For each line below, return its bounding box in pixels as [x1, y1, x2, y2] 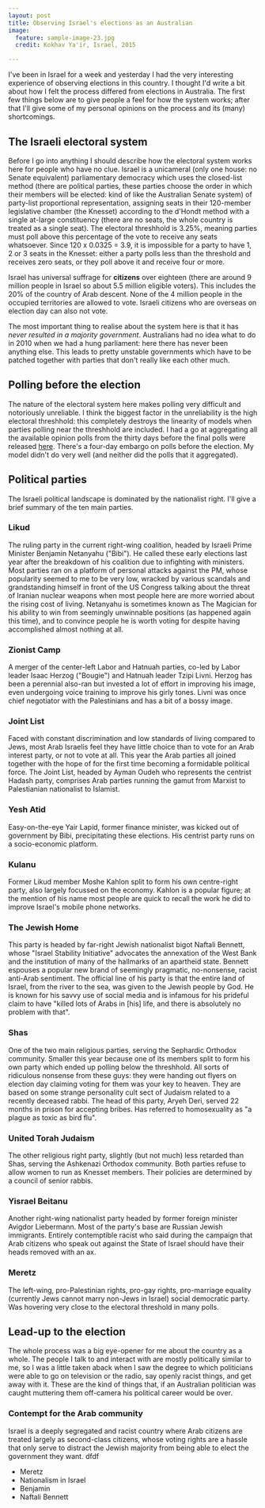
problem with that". [8, 1007, 70, 1017]
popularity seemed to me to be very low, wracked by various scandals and [8, 574, 251, 583]
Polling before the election [8, 378, 141, 392]
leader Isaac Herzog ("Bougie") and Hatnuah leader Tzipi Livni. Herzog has [8, 671, 253, 681]
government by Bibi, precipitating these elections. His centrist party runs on [8, 831, 256, 840]
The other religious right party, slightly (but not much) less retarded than [8, 1150, 244, 1160]
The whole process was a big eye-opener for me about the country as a [8, 1346, 243, 1356]
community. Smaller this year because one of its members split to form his [8, 1053, 251, 1063]
